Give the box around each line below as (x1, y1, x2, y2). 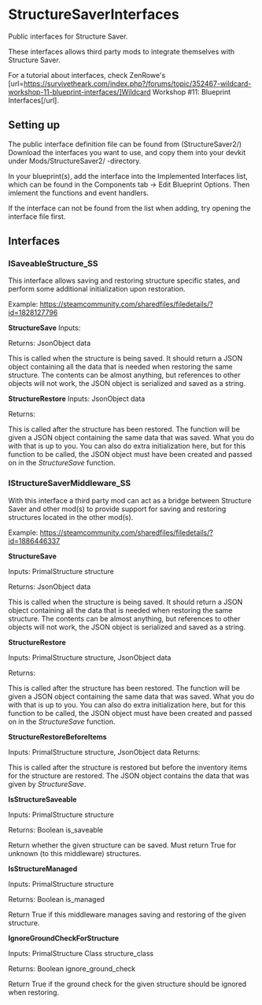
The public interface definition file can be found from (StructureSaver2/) (8, 139, 242, 149)
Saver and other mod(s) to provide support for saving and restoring (8, 504, 227, 514)
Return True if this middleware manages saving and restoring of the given (8, 910, 246, 919)
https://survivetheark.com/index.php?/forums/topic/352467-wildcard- (23, 79, 252, 88)
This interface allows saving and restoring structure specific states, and (8, 276, 241, 285)
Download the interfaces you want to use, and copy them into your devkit (8, 147, 246, 157)
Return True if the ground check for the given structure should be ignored (8, 979, 247, 988)
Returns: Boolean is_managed (8, 894, 105, 903)
